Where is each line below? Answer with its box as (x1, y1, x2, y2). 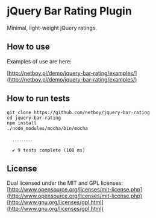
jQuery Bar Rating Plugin (7, 4, 132, 18)
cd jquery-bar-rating (7, 115, 61, 121)
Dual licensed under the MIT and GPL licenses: (7, 179, 123, 187)
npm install (7, 120, 37, 126)
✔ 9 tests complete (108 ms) (12, 147, 86, 153)
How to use (7, 42, 50, 52)
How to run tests (7, 94, 70, 104)
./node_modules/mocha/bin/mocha (7, 125, 88, 131)
